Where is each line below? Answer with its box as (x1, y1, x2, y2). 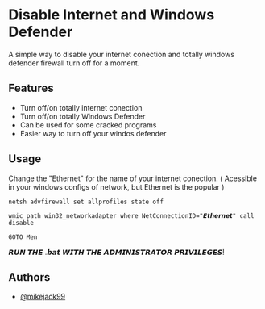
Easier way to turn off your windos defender (19, 128, 167, 138)
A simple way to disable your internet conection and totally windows (8, 49, 235, 59)
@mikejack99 (19, 292, 66, 302)
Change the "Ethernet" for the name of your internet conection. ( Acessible (8, 173, 258, 183)
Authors (8, 270, 51, 284)
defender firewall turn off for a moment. (8, 58, 140, 68)
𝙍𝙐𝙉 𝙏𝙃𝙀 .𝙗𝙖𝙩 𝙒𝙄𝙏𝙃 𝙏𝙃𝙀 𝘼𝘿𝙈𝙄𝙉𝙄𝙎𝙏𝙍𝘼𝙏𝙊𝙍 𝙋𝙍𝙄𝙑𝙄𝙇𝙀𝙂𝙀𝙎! (8, 247, 226, 257)
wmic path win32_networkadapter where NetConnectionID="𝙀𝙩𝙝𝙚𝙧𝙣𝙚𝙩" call (8, 211, 255, 219)
